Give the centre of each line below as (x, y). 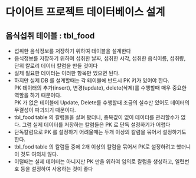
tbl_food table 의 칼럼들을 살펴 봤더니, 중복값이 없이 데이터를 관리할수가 (97, 117)
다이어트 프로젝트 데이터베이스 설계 (86, 12)
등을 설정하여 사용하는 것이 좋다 (57, 169)
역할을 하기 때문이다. (38, 95)
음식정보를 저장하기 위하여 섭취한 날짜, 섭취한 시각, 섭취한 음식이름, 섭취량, (100, 58)
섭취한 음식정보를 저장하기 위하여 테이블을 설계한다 (72, 51)
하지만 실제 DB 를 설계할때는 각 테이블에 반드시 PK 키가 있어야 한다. (92, 80)
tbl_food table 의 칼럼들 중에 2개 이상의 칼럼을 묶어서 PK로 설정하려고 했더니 (102, 147)
